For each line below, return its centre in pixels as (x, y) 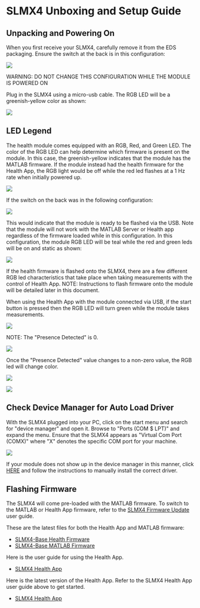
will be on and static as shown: (44, 248)
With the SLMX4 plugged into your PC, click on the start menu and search (97, 422)
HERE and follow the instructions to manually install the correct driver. (92, 470)
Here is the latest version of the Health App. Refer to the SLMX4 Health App (99, 580)
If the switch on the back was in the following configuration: (80, 200)
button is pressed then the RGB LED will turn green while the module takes (98, 308)
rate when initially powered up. (44, 177)
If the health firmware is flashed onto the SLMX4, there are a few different (97, 271)
